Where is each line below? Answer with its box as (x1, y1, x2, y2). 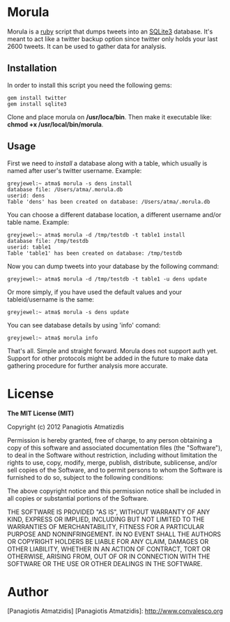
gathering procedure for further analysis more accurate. (7, 361, 168, 370)
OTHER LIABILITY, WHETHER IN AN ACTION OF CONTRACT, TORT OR (7, 545, 210, 553)
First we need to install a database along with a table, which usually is (7, 158, 208, 168)
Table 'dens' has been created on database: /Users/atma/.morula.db (7, 198, 210, 205)
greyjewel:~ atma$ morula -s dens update (7, 309, 130, 316)
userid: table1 (7, 244, 52, 251)
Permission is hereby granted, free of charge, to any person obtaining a (7, 436, 213, 444)
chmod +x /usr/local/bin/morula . (7, 120, 104, 128)
